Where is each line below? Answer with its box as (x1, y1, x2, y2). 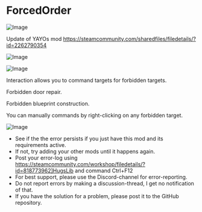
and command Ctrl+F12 (75, 167, 133, 174)
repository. (14, 199, 42, 206)
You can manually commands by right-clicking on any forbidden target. (6, 111, 183, 119)
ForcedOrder (6, 4, 72, 17)
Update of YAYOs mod (6, 35, 62, 42)
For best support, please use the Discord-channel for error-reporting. (14, 173, 188, 181)
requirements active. (14, 141, 66, 148)
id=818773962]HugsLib (14, 167, 74, 174)
